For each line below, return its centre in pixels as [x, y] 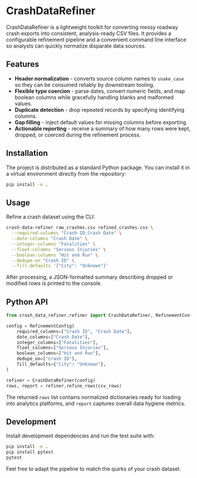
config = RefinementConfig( [40, 326]
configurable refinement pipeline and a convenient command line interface [96, 39]
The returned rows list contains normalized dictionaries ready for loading [93, 397]
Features [23, 64]
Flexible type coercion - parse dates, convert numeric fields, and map [100, 91]
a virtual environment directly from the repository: [66, 173]
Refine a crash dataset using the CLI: [51, 217]
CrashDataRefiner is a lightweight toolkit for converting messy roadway [92, 27]
